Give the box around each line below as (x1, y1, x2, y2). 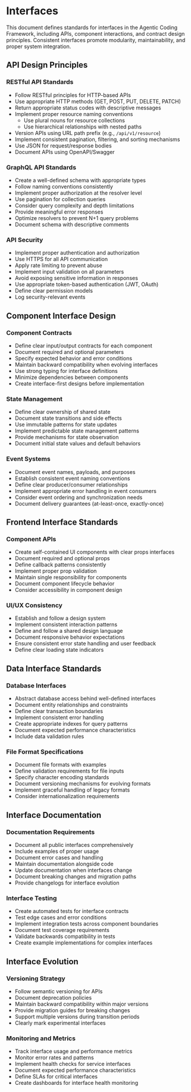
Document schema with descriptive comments (14, 221, 129, 228)
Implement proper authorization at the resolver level (14, 189, 142, 196)
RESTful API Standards (6, 78, 74, 86)
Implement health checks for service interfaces (14, 1060, 131, 1068)
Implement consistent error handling (14, 714, 104, 721)
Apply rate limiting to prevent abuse (14, 262, 102, 269)
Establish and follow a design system (14, 614, 106, 622)
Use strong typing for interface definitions (14, 367, 118, 374)
